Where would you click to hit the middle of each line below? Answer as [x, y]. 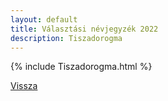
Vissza [24, 86]
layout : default [44, 19]
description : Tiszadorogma [66, 38]
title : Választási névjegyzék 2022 [84, 29]
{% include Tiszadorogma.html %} [81, 67]
